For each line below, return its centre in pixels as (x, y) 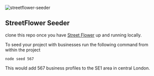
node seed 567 (20, 59)
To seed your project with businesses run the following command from (77, 44)
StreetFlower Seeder (37, 23)
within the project (23, 50)
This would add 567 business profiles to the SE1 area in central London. (77, 68)
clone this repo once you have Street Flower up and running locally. (73, 35)
